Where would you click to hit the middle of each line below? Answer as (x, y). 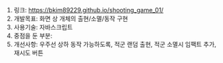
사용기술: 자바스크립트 (43, 27)
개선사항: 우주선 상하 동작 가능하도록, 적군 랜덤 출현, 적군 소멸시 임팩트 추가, (115, 44)
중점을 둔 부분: (33, 36)
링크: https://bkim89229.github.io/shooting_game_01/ (89, 10)
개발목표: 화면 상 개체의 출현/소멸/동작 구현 (71, 18)
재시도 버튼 (28, 53)
